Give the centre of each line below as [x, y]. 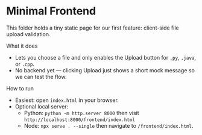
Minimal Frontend [51, 11]
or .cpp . [25, 64]
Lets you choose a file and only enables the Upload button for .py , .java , [105, 57]
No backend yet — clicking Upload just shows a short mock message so [105, 70]
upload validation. [28, 34]
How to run [20, 88]
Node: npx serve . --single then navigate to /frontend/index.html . [109, 125]
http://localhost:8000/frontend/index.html [80, 120]
